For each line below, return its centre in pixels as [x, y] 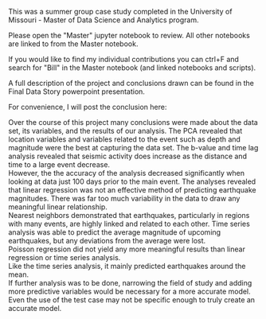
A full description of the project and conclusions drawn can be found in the [131, 83]
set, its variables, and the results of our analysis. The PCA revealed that [125, 131]
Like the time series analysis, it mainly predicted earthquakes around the [127, 266]
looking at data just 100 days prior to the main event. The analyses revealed [132, 181]
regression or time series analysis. [65, 257]
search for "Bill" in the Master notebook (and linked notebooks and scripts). [132, 68]
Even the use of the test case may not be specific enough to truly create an [132, 300]
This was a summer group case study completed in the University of [120, 12]
